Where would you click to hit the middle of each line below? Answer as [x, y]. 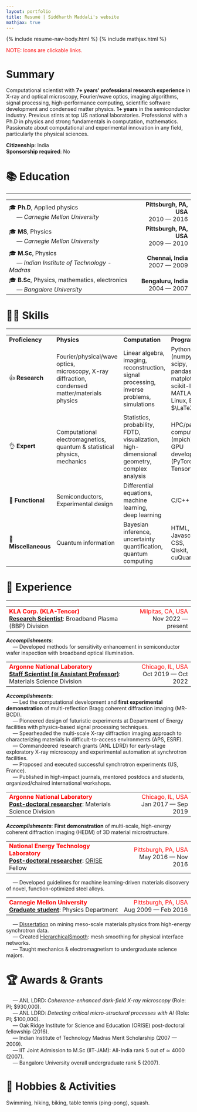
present [177, 626]
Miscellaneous [30, 547]
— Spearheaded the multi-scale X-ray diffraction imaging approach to [97, 733]
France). [16, 771]
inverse [133, 389]
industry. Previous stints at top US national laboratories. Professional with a [97, 116]
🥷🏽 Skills [28, 316]
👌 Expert [22, 446]
